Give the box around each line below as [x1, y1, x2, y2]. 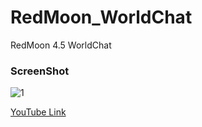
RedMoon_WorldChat [10, 6, 193, 29]
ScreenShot [10, 64, 70, 78]
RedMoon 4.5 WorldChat [10, 39, 112, 51]
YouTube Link [10, 106, 67, 118]
